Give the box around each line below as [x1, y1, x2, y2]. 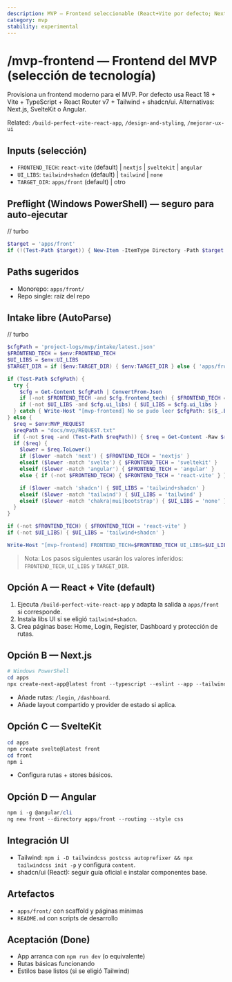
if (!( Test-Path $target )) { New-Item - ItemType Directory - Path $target [7, 247, 224, 253]
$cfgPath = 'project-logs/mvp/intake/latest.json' [7, 343, 156, 350]
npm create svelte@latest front [7, 745, 100, 752]
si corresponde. [17, 607, 62, 616]
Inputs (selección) [7, 145, 88, 157]
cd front [7, 752, 32, 759]
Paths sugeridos [7, 266, 79, 278]
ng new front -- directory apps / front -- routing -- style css [7, 816, 184, 823]
